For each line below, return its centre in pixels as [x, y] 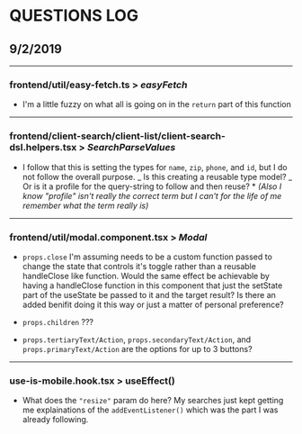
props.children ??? [58, 321]
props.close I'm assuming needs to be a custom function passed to [147, 257]
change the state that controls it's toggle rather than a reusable [139, 266]
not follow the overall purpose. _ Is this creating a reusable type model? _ [157, 176]
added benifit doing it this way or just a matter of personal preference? [153, 304]
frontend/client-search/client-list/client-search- [118, 136]
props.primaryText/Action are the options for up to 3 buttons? [138, 348]
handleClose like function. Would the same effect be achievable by [146, 276]
